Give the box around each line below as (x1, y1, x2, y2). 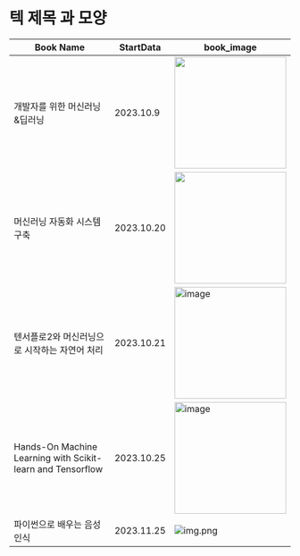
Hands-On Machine (13, 440, 98, 452)
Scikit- (72, 451, 103, 464)
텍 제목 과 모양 (9, 8, 107, 29)
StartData (119, 41, 162, 54)
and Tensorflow (37, 462, 104, 475)
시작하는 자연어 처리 (24, 343, 104, 356)
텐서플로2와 (13, 330, 61, 342)
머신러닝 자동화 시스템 (13, 215, 101, 228)
